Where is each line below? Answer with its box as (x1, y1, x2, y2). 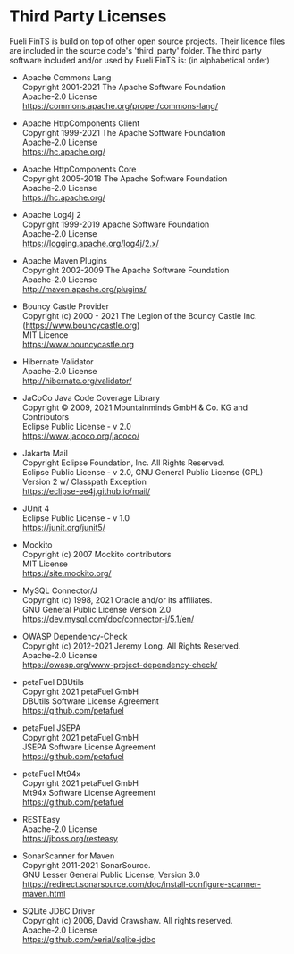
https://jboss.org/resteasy (21, 833, 119, 843)
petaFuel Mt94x (21, 768, 81, 779)
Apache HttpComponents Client (21, 118, 140, 129)
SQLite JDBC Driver (21, 905, 96, 916)
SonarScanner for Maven (21, 850, 115, 861)
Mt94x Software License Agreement (21, 787, 156, 798)
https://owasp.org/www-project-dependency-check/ (21, 659, 218, 670)
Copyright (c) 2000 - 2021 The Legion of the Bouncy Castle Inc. (21, 310, 257, 321)
